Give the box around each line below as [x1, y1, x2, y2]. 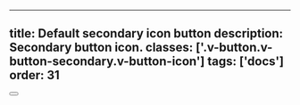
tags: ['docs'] [206, 54, 284, 69]
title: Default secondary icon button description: [9, 26, 284, 41]
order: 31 [9, 68, 60, 83]
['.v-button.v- [196, 40, 273, 55]
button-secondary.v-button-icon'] [9, 54, 205, 69]
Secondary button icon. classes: [9, 40, 194, 55]
